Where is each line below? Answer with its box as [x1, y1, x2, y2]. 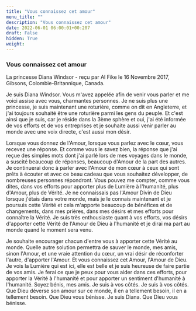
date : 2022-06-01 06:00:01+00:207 [6, 25, 91, 31]
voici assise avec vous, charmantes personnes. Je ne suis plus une [6, 97, 169, 104]
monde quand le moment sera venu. [6, 226, 94, 233]
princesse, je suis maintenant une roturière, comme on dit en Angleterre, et [6, 103, 187, 111]
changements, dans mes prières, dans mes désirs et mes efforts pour [6, 208, 174, 215]
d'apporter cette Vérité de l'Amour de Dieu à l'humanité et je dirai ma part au [6, 220, 190, 228]
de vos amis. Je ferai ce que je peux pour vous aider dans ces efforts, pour [6, 269, 187, 276]
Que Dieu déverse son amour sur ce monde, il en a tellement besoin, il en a [6, 287, 187, 295]
